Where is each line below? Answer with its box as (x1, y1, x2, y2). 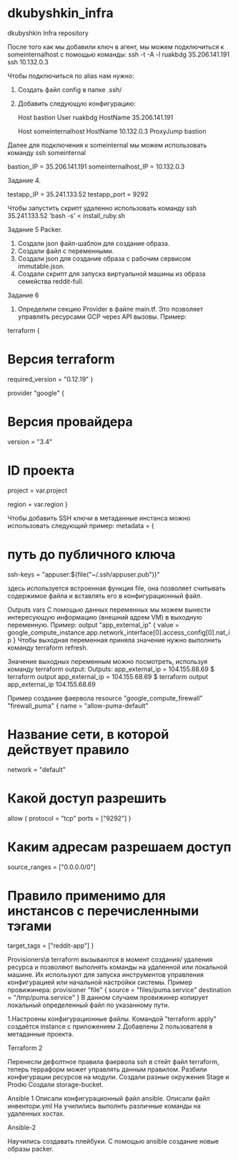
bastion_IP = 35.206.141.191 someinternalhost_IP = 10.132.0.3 (7, 162, 185, 171)
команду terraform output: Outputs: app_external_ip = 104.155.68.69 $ (7, 665, 214, 673)
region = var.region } (7, 500, 68, 508)
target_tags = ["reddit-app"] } (7, 941, 94, 950)
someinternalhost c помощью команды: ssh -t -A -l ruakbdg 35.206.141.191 (7, 50, 230, 59)
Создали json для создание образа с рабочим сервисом (17, 254, 192, 262)
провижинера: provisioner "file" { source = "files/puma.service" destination (7, 986, 232, 994)
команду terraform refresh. (7, 643, 89, 652)
